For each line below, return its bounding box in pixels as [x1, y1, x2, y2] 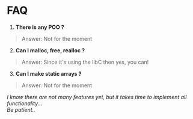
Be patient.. [7, 106, 35, 113]
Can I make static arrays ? [15, 70, 82, 77]
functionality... [7, 100, 43, 107]
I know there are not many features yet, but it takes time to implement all [7, 93, 187, 100]
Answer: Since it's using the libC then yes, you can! [21, 58, 149, 66]
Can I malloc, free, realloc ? [15, 46, 85, 54]
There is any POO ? [15, 23, 65, 31]
